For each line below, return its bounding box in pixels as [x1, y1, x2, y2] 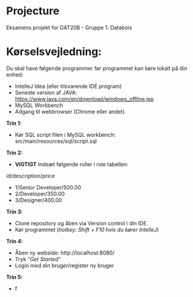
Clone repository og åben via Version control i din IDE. [14, 219, 148, 226]
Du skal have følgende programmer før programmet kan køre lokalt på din [6, 65, 188, 72]
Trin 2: [6, 149, 23, 156]
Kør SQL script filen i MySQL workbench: [14, 131, 116, 138]
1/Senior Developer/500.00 [14, 183, 82, 191]
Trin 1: [6, 120, 22, 127]
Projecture [6, 4, 60, 18]
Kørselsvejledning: [6, 45, 102, 59]
